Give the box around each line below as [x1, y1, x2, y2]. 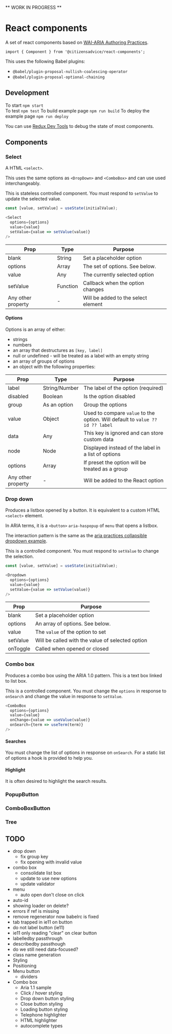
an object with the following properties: [12, 363, 96, 369]
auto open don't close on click [20, 891, 84, 898]
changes [82, 286, 104, 293]
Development [5, 88, 50, 97]
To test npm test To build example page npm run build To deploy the [5, 107, 150, 114]
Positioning [12, 963, 37, 969]
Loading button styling [20, 1006, 68, 1012]
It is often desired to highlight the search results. [5, 778, 107, 784]
